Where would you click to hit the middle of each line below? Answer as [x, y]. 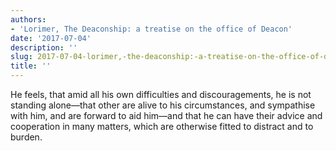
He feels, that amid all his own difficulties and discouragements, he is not [161, 94]
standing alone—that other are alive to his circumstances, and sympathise [163, 105]
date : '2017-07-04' [51, 38]
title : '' [31, 66]
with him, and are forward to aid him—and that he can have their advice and [166, 115]
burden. [26, 137]
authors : [28, 19]
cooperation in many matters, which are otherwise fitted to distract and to [162, 126]
